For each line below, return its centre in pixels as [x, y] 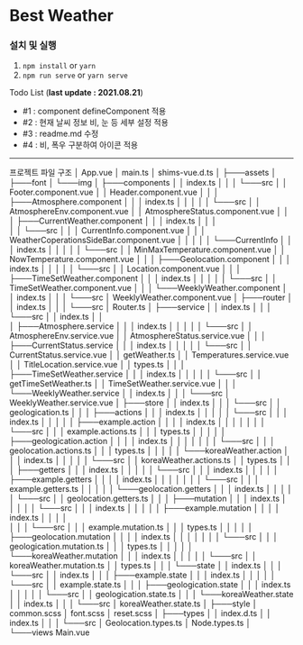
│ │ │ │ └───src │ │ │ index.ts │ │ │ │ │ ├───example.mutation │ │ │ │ [145, 508]
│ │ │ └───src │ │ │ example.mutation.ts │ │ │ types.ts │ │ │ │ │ [131, 527]
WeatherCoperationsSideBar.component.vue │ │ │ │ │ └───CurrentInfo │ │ [151, 241]
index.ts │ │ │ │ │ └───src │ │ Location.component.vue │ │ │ [125, 269]
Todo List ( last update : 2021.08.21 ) [77, 93]
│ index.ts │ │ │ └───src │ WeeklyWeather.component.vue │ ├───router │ [151, 297]
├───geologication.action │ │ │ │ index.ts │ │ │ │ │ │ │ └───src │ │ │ [142, 441]
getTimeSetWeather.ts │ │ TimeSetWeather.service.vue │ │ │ [123, 384]
